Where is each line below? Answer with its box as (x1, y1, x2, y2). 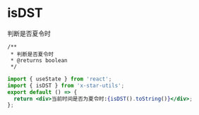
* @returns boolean (10, 56, 68, 64)
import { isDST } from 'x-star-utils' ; (7, 82, 125, 89)
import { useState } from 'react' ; (7, 75, 112, 83)
